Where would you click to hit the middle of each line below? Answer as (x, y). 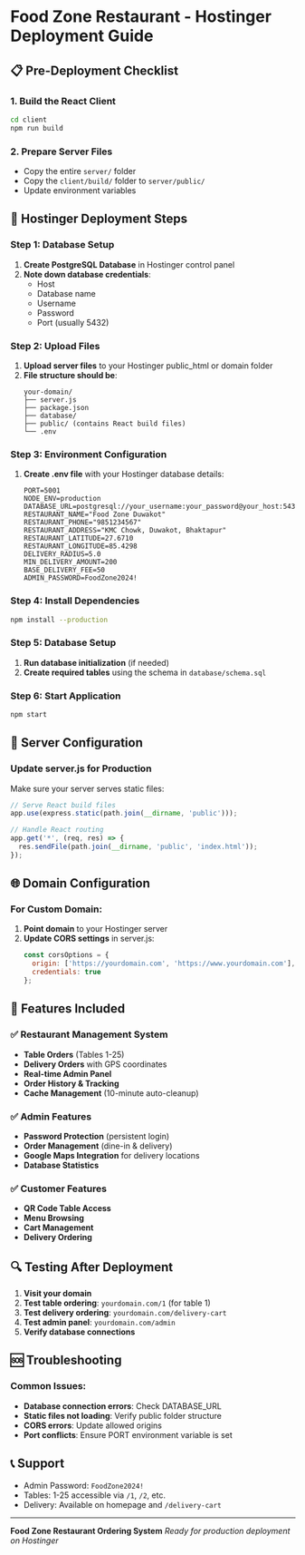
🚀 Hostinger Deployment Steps (99, 219)
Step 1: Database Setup (62, 245)
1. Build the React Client (63, 101)
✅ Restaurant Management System (89, 1034)
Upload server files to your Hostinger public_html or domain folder (148, 366)
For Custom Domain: (57, 909)
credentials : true (67, 973)
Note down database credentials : (87, 274)
